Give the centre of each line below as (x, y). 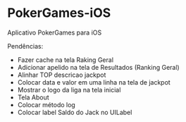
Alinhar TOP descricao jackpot (62, 75)
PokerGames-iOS (59, 13)
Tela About (33, 97)
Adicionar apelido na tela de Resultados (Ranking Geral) (98, 67)
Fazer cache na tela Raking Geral (66, 60)
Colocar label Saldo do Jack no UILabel (75, 112)
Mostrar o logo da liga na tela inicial (69, 90)
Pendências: (25, 46)
